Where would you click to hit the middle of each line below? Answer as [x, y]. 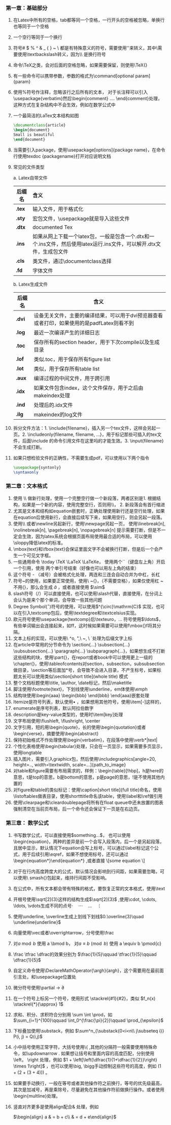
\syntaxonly [26, 472]
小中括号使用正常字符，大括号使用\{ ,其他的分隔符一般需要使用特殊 [83, 1047]
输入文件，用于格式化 [58, 209]
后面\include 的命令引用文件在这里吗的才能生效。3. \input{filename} [93, 441]
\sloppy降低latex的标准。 [39, 543]
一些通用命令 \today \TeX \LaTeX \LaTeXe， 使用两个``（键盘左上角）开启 [89, 561]
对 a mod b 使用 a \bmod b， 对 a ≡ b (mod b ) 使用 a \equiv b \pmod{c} [87, 943]
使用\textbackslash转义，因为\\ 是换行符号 [62, 54]
